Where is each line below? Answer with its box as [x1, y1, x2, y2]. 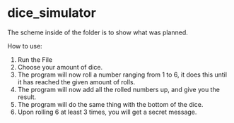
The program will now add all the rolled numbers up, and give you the [17, 85, 221, 93]
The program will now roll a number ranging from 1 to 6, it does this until [17, 70, 228, 79]
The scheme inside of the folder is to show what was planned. [7, 28, 189, 37]
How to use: [7, 41, 42, 50]
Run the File [17, 55, 53, 64]
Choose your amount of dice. [17, 63, 103, 71]
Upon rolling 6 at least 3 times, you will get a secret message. [17, 108, 197, 116]
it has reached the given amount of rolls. [17, 77, 136, 86]
